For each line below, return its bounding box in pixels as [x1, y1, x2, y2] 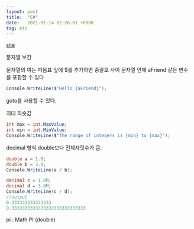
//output [6, 194, 28, 200]
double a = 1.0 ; [6, 155, 46, 162]
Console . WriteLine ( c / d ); [6, 189, 73, 195]
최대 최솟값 [6, 110, 32, 117]
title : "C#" [6, 14, 38, 20]
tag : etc [6, 25, 28, 31]
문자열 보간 [6, 54, 32, 61]
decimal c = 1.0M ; [6, 177, 51, 184]
